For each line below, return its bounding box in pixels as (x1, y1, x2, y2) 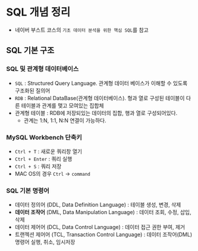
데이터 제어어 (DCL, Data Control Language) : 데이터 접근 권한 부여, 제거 (14, 224, 186, 231)
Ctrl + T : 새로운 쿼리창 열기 (14, 147, 82, 155)
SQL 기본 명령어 (6, 186, 49, 194)
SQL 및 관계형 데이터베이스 (6, 65, 79, 73)
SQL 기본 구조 (6, 45, 55, 55)
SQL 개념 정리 (6, 5, 71, 19)
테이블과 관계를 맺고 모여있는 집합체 (21, 102, 104, 109)
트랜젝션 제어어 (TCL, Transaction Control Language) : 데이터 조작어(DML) (14, 231, 193, 238)
